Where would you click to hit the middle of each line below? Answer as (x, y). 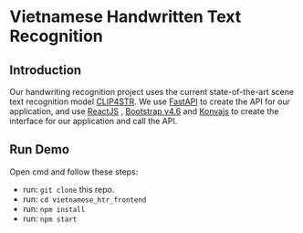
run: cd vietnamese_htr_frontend (84, 199)
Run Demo (40, 149)
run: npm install (54, 208)
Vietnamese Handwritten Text (125, 17)
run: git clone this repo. (68, 189)
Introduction (46, 70)
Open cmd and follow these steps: (74, 172)
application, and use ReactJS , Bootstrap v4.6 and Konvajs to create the (144, 111)
